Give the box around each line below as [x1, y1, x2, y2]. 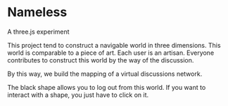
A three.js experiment [7, 27, 70, 36]
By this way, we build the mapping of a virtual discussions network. [7, 69, 203, 78]
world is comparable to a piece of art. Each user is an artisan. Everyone [7, 48, 215, 57]
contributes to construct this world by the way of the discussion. [7, 55, 194, 64]
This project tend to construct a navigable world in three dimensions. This [7, 41, 221, 49]
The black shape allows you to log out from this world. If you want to [7, 83, 206, 91]
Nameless [7, 4, 68, 20]
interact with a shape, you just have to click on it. [7, 91, 149, 99]
